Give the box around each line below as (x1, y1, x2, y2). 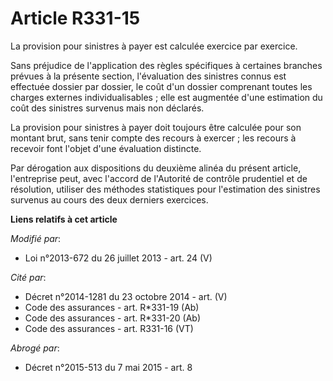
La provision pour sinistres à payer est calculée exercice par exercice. (10, 40, 298, 52)
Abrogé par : (10, 342, 60, 354)
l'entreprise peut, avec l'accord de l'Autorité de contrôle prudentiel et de (10, 172, 308, 184)
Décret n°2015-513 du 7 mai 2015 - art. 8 (24, 361, 193, 373)
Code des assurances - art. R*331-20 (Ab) (24, 312, 201, 324)
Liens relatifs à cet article (10, 213, 118, 225)
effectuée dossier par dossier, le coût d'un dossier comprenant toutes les (10, 80, 313, 92)
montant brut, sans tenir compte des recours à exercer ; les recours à (10, 132, 297, 144)
